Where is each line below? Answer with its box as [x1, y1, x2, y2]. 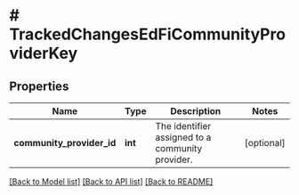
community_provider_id [13, 137, 117, 149]
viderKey [9, 44, 78, 63]
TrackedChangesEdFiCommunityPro [9, 24, 287, 45]
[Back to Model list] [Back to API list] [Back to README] [9, 176, 214, 187]
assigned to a [155, 131, 212, 143]
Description [170, 105, 221, 117]
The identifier [155, 120, 212, 132]
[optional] [244, 137, 286, 149]
